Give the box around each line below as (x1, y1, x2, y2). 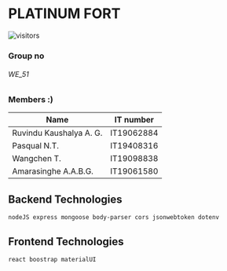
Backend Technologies (8, 192, 123, 206)
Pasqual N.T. (12, 141, 60, 152)
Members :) (8, 94, 53, 105)
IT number (114, 115, 155, 126)
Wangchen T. (12, 153, 61, 164)
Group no (8, 50, 45, 61)
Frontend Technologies (8, 235, 124, 248)
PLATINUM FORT (8, 5, 121, 23)
